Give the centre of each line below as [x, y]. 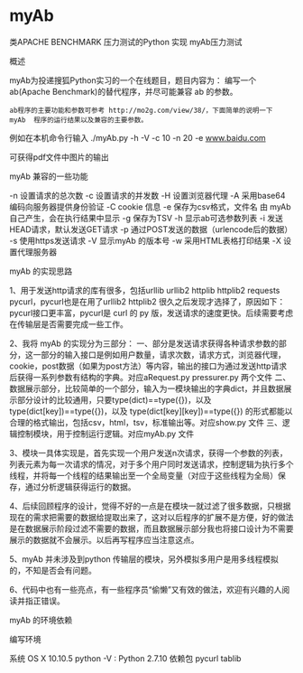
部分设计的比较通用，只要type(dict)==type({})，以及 [114, 399]
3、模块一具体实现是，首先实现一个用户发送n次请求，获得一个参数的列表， [148, 453]
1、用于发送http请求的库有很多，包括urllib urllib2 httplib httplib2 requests [145, 290]
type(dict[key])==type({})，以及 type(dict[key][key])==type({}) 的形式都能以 [151, 411]
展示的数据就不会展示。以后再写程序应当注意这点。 [104, 539]
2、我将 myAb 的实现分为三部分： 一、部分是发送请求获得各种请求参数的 [144, 343]
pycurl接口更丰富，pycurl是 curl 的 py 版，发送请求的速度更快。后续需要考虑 [151, 313]
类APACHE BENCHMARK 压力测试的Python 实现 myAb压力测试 [126, 42]
